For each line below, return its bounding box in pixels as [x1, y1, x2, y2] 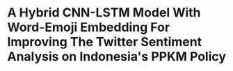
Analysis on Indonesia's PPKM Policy [7, 49, 227, 65]
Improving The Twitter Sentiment [7, 34, 202, 50]
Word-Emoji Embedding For [7, 19, 170, 35]
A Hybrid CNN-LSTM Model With [7, 5, 201, 21]
